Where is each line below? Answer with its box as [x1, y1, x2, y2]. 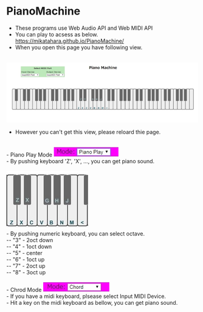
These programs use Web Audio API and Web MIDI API [15, 24, 153, 32]
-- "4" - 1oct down [6, 243, 52, 250]
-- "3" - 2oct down [6, 237, 53, 244]
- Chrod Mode [6, 287, 42, 294]
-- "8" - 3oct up [6, 269, 46, 276]
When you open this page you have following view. [15, 44, 143, 51]
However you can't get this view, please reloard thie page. [15, 129, 161, 136]
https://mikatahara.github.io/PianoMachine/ [15, 37, 125, 44]
